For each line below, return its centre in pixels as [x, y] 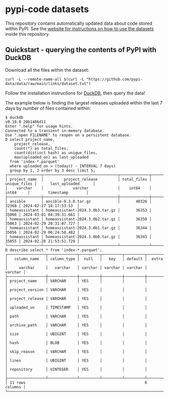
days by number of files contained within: [48, 108]
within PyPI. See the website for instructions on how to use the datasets [80, 28]
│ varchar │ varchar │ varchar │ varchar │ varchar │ [76, 268]
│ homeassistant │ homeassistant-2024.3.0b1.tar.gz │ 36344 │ [78, 228]
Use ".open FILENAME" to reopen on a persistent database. [68, 135]
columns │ [16, 387]
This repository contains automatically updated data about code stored [79, 23]
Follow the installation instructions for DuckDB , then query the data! [75, 93]
